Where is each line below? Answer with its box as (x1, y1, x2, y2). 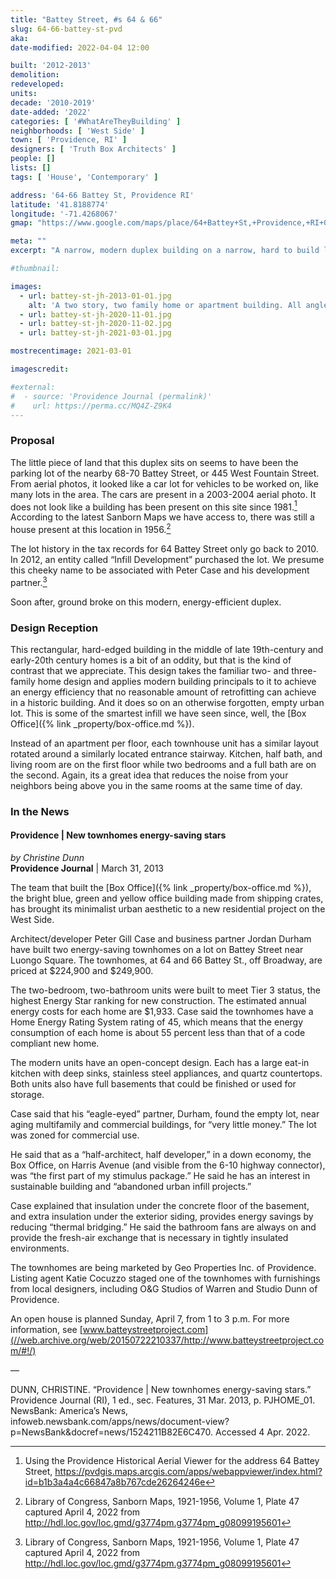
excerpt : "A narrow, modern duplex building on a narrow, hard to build (10, 246, 320, 256)
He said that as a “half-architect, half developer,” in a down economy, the (10, 1149, 312, 1161)
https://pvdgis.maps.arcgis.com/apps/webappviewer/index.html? (54, 1466, 323, 1478)
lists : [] (10, 163, 52, 173)
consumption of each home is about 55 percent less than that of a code (10, 1027, 306, 1039)
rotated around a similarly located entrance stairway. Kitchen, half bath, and (10, 747, 323, 760)
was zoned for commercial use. (10, 1129, 140, 1141)
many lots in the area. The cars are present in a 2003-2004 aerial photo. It (10, 488, 317, 500)
